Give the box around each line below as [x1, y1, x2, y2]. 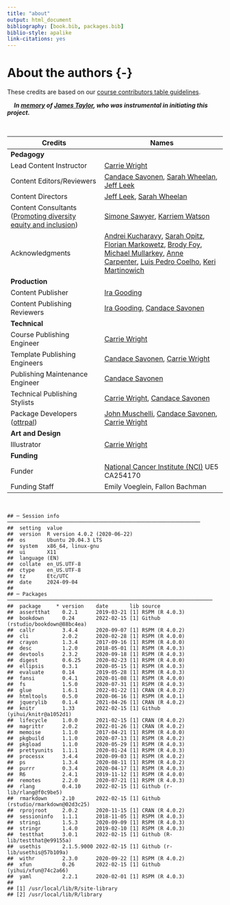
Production [10, 277, 48, 286]
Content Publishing [10, 299, 72, 309]
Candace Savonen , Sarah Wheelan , [104, 172, 218, 182]
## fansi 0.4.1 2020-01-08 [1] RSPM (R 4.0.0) [7, 675, 186, 682]
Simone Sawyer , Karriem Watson [104, 211, 210, 221]
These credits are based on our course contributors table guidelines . [7, 88, 201, 96]
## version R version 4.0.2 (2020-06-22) [7, 531, 133, 538]
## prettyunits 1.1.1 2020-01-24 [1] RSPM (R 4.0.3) [7, 747, 186, 754]
